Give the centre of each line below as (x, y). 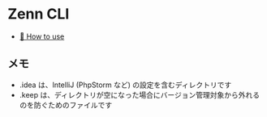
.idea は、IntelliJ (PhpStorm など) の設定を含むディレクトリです (125, 85)
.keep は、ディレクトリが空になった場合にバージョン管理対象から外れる (140, 94)
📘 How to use (42, 36)
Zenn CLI (39, 14)
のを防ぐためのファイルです (66, 105)
